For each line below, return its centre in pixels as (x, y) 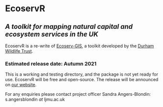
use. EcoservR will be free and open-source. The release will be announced (82, 80)
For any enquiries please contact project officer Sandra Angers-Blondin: (78, 94)
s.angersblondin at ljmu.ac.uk (35, 99)
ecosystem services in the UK (52, 34)
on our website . (21, 85)
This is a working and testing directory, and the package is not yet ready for (82, 74)
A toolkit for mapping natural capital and (69, 27)
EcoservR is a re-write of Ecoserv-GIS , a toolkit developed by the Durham (80, 46)
